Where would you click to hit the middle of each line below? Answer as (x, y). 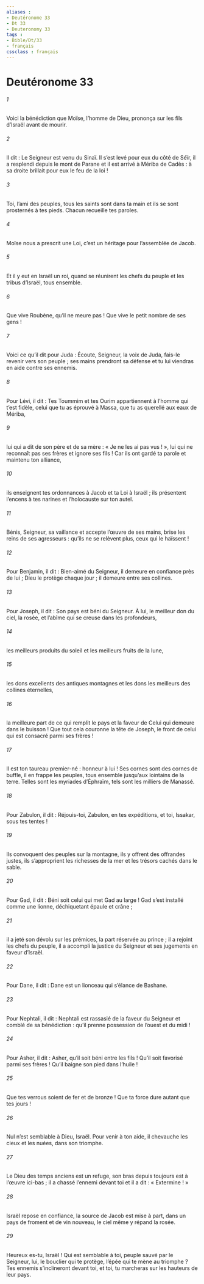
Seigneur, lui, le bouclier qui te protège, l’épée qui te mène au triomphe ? (97, 1261)
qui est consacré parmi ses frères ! (50, 736)
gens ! (14, 322)
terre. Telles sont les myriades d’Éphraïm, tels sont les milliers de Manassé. (100, 782)
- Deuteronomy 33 (28, 29)
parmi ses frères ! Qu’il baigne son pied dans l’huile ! (72, 1064)
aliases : (19, 12)
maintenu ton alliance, (34, 460)
